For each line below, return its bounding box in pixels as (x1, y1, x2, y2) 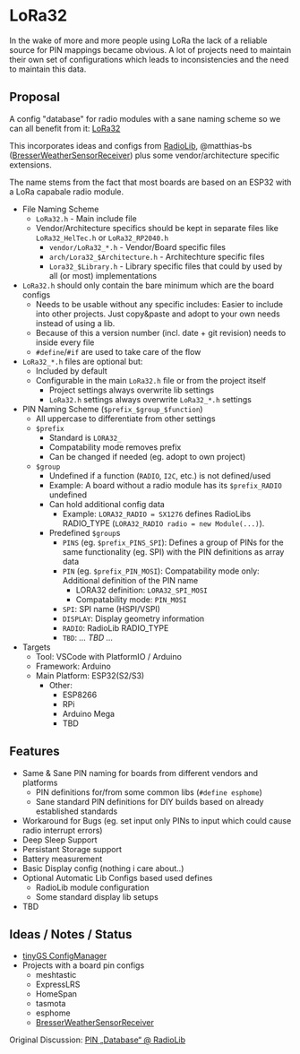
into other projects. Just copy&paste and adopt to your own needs (35, 308, 280, 319)
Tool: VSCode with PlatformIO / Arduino (35, 651, 182, 661)
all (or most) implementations (48, 270, 158, 281)
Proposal (9, 90, 61, 105)
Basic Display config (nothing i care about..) (21, 862, 184, 874)
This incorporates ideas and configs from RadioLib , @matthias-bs (9, 140, 253, 151)
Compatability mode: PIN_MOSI (75, 593, 187, 605)
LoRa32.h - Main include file (35, 212, 137, 224)
